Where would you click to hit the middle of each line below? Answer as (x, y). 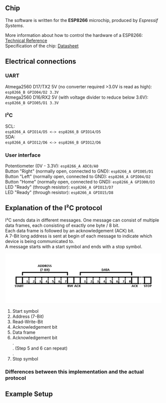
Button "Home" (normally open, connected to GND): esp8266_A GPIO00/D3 (80, 182)
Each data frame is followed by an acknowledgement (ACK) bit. (70, 230)
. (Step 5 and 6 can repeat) (40, 348)
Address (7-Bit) (28, 316)
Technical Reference (26, 40)
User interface (23, 155)
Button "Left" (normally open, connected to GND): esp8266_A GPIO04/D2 (78, 177)
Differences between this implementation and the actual (75, 372)
